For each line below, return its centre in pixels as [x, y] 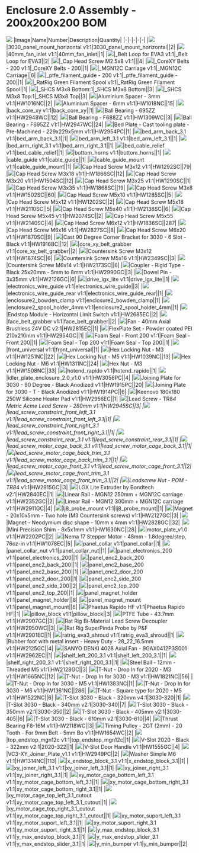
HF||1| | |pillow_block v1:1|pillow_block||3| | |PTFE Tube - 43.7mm [90, 614]
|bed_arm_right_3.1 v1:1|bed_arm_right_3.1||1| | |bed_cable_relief [85, 145]
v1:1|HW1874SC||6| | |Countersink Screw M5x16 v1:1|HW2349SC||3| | [93, 258]
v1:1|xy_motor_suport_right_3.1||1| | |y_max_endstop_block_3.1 [83, 829]
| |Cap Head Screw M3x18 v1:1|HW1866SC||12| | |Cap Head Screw [91, 174]
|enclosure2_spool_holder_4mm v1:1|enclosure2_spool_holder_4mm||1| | [94, 307]
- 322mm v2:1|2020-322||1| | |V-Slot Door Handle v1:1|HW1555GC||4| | [95, 746]
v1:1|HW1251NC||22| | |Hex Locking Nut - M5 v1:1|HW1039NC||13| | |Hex [99, 357]
